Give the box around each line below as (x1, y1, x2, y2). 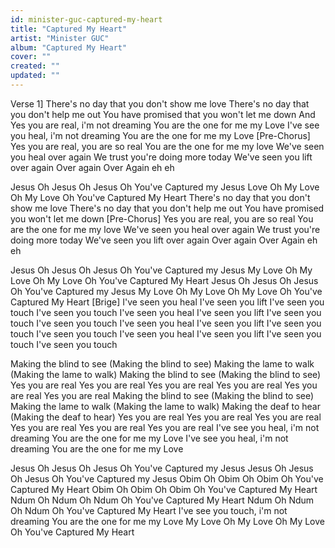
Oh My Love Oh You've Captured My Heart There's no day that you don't (10, 191, 311, 203)
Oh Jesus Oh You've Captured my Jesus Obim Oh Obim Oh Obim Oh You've (10, 472, 324, 485)
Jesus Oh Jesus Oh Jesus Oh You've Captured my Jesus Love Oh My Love (10, 181, 320, 193)
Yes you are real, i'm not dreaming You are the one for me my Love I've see (10, 119, 320, 131)
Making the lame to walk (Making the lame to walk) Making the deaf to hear (10, 400, 321, 412)
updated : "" (10, 71, 60, 81)
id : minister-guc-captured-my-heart (10, 14, 163, 25)
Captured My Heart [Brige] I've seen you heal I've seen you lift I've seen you (10, 296, 325, 308)
